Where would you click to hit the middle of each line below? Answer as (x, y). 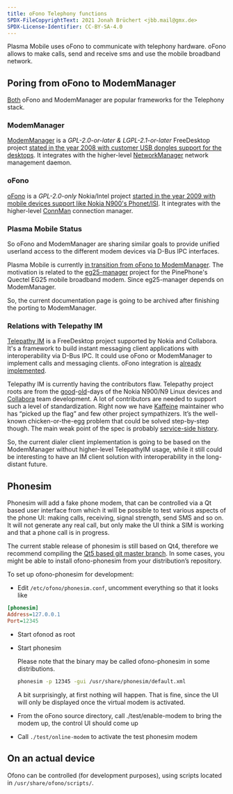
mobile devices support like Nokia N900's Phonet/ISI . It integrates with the (114, 203)
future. (38, 465)
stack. (16, 107)
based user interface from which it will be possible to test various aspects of (116, 511)
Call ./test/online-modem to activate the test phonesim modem (107, 736)
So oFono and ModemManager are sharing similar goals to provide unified (114, 244)
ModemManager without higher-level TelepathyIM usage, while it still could (115, 449)
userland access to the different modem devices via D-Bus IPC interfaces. (113, 251)
